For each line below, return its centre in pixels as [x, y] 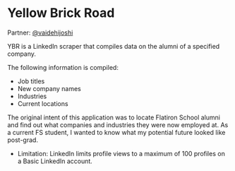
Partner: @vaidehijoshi [40, 33]
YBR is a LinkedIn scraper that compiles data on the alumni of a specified [114, 46]
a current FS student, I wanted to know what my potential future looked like [116, 132]
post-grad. [23, 140]
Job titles [31, 81]
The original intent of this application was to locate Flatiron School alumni [114, 117]
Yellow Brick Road [61, 13]
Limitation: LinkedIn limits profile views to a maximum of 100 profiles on [121, 153]
